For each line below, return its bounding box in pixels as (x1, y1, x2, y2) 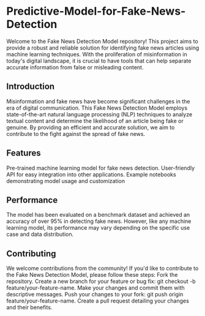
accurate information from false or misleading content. (6, 63, 144, 71)
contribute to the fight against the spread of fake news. (6, 130, 146, 137)
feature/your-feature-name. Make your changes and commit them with (6, 284, 185, 292)
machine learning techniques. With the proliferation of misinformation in (6, 50, 188, 58)
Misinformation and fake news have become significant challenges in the (6, 97, 190, 105)
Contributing (6, 248, 56, 258)
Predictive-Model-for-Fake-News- (6, 4, 186, 18)
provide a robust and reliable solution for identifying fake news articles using (6, 44, 199, 51)
